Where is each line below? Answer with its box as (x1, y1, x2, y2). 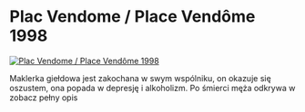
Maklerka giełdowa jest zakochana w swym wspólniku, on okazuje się (9, 72, 271, 83)
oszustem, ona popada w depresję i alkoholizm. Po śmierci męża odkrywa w (9, 82, 296, 93)
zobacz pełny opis (9, 92, 78, 103)
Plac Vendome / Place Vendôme (9, 6, 256, 27)
